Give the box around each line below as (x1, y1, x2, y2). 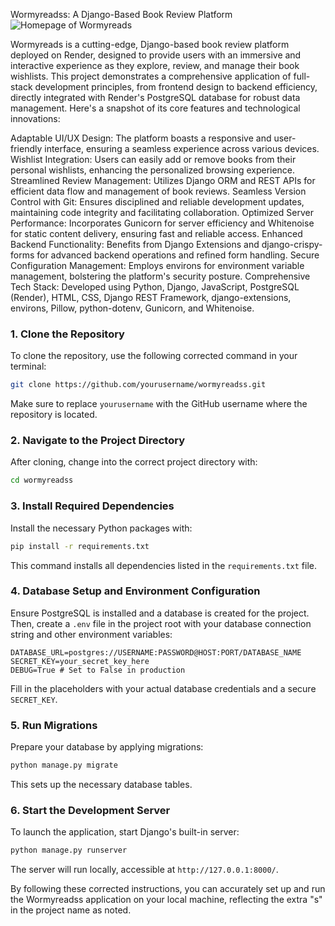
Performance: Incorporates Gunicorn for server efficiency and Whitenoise (10, 217, 315, 229)
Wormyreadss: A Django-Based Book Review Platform (10, 9, 233, 20)
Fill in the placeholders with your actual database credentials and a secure (10, 682, 317, 694)
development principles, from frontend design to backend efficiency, (34, 81, 318, 93)
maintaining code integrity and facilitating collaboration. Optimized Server (10, 207, 314, 218)
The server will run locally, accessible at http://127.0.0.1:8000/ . (10, 864, 279, 876)
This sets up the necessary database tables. (10, 778, 193, 790)
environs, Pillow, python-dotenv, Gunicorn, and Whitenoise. (10, 302, 255, 314)
